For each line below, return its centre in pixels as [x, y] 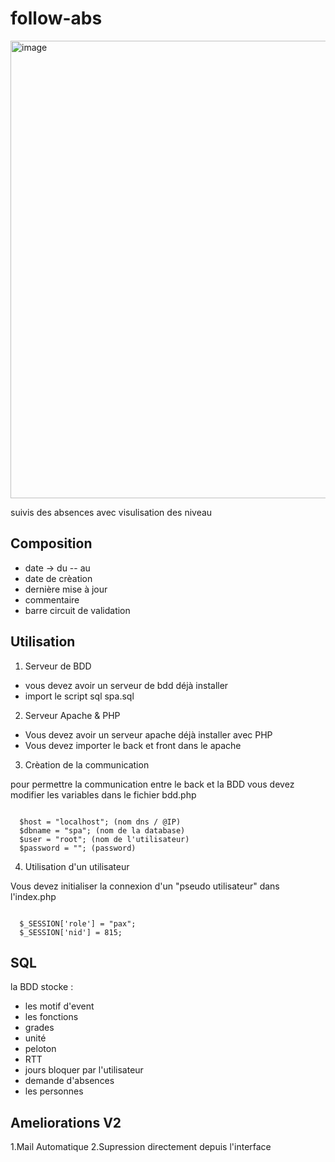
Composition [51, 543]
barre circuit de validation [77, 610]
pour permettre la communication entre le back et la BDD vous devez [152, 784]
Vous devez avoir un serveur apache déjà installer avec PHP [148, 734]
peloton [40, 1049]
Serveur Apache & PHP [72, 715]
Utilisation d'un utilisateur [77, 866]
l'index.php [33, 896]
